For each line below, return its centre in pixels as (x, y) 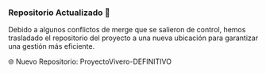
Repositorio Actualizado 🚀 (59, 13)
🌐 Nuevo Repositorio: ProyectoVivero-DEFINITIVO (90, 61)
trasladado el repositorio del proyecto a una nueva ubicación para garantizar (133, 38)
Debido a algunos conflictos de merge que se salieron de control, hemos (127, 30)
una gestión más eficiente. (52, 46)
